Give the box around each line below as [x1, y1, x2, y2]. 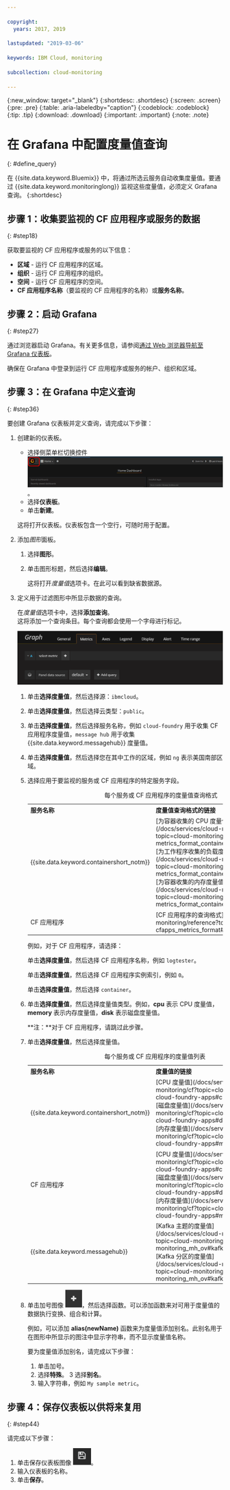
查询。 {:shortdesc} [7, 191, 63, 199]
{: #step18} [7, 232, 38, 240]
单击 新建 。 [27, 506, 58, 514]
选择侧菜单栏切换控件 [27, 448, 88, 456]
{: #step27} [7, 327, 39, 336]
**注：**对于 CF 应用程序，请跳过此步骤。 [27, 1023, 147, 1031]
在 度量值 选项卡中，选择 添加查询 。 [16, 608, 114, 616]
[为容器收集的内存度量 [155, 878, 218, 886]
